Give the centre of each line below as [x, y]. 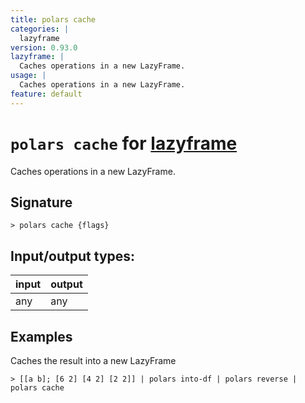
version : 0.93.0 [44, 47]
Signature [41, 202]
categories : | [40, 29]
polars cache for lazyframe [124, 143]
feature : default [46, 94]
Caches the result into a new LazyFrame [93, 360]
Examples [41, 336]
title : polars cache [53, 19]
